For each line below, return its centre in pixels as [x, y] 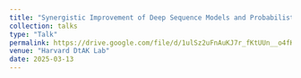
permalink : [30, 43]
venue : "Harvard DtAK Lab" [60, 51]
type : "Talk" [34, 34]
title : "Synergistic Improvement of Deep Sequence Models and [128, 17]
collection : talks [43, 26]
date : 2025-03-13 [42, 59]
